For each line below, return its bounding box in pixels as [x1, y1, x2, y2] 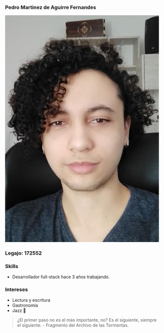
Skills [5, 262, 19, 269]
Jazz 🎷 [12, 308, 26, 313]
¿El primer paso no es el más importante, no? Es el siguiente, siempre [17, 317, 157, 323]
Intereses [5, 286, 28, 293]
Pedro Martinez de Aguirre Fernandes [5, 4, 96, 11]
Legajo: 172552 [5, 249, 42, 256]
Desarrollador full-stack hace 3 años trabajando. [12, 274, 110, 280]
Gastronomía [12, 303, 38, 309]
